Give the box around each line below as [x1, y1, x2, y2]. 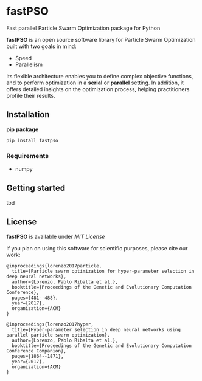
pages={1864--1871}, [12, 353, 64, 359]
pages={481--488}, [12, 295, 59, 301]
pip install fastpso [6, 137, 59, 143]
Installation [6, 109, 50, 120]
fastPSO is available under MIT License [6, 233, 105, 240]
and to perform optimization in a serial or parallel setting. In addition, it [6, 79, 184, 86]
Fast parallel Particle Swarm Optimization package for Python [6, 24, 161, 32]
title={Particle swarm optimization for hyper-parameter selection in [12, 268, 195, 274]
